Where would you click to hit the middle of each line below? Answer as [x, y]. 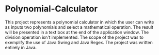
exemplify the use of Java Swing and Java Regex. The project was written [79, 42]
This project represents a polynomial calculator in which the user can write [79, 22]
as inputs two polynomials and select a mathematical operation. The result [79, 27]
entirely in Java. [21, 47]
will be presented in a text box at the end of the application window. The [77, 32]
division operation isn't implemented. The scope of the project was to [74, 37]
